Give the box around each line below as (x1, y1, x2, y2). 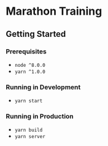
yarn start (14, 98, 43, 104)
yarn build (14, 127, 43, 133)
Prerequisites (6, 47, 47, 56)
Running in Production (6, 112, 74, 121)
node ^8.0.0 (14, 62, 45, 68)
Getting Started (6, 29, 66, 39)
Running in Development (6, 83, 81, 91)
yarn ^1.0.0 (14, 69, 45, 75)
